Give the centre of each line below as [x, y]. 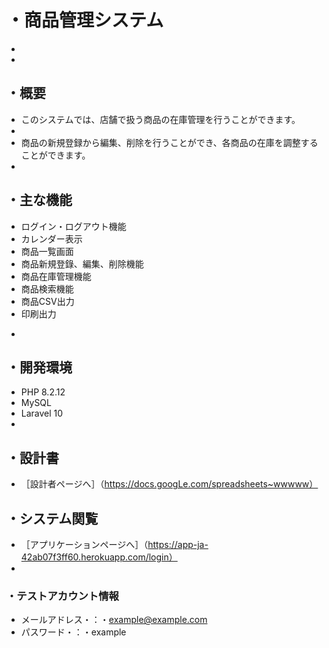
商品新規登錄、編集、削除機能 [82, 263]
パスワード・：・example [73, 632]
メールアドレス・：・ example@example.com [114, 620]
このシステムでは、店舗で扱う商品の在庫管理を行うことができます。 [160, 119]
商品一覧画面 [47, 251]
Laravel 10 [42, 413]
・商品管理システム [85, 20]
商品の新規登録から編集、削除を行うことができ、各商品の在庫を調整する [169, 142]
